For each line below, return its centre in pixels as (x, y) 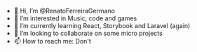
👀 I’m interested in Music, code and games (75, 18)
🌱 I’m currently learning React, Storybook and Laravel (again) (102, 26)
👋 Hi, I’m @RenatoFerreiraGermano (64, 11)
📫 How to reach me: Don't (52, 41)
